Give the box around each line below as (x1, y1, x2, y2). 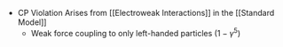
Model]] (17, 17, 47, 27)
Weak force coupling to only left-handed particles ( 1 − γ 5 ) (30, 27, 241, 38)
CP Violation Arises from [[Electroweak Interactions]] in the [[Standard (17, 8, 275, 18)
